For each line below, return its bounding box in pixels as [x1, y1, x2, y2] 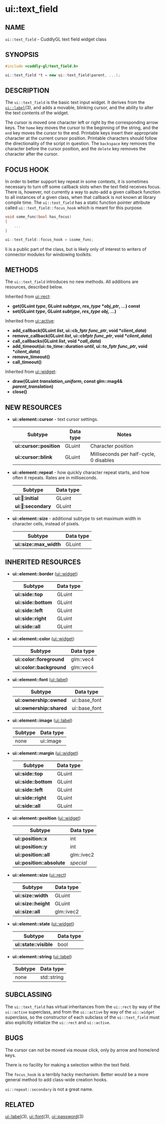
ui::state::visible [14, 941, 53, 948]
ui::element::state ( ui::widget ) [12, 921, 75, 927]
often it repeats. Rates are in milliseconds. [12, 475, 98, 481]
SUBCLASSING [5, 990, 52, 999]
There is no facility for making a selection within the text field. [5, 1062, 131, 1068]
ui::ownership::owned [14, 697, 67, 703]
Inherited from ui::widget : [5, 369, 57, 375]
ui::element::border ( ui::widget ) [12, 571, 78, 577]
